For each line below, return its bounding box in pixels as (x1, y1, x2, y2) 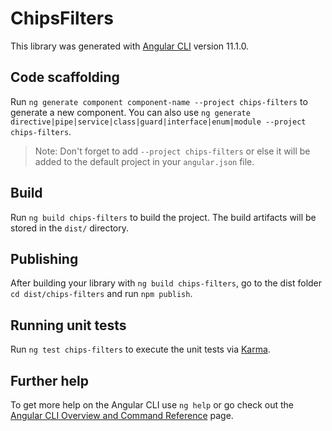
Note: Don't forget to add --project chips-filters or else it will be (34, 145, 311, 157)
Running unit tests (10, 317, 127, 334)
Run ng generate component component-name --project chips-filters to (10, 95, 308, 107)
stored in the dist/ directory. (10, 222, 130, 234)
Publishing (10, 250, 79, 267)
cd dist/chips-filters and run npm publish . (10, 288, 193, 300)
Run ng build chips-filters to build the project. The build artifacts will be (10, 211, 317, 223)
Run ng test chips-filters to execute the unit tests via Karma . (10, 343, 271, 356)
